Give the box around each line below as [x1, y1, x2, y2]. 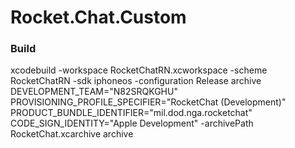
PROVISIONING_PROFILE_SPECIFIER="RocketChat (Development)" [10, 96, 287, 108]
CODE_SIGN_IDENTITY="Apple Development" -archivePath [10, 117, 254, 130]
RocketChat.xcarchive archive [10, 128, 134, 140]
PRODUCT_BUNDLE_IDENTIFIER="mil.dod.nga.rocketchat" [10, 107, 253, 119]
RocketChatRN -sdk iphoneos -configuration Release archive [10, 75, 262, 87]
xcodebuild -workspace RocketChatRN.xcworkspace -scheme [10, 64, 268, 76]
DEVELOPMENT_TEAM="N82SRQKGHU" [10, 86, 178, 98]
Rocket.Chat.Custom [10, 6, 187, 29]
